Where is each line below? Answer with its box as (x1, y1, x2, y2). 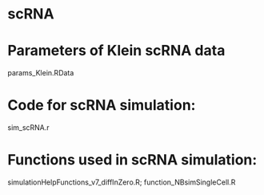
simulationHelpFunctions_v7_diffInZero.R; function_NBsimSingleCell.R (7, 177, 236, 187)
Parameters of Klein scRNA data (7, 42, 226, 60)
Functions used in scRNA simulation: (7, 151, 258, 169)
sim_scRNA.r (7, 123, 50, 132)
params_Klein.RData (7, 68, 74, 78)
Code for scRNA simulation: (7, 96, 196, 115)
